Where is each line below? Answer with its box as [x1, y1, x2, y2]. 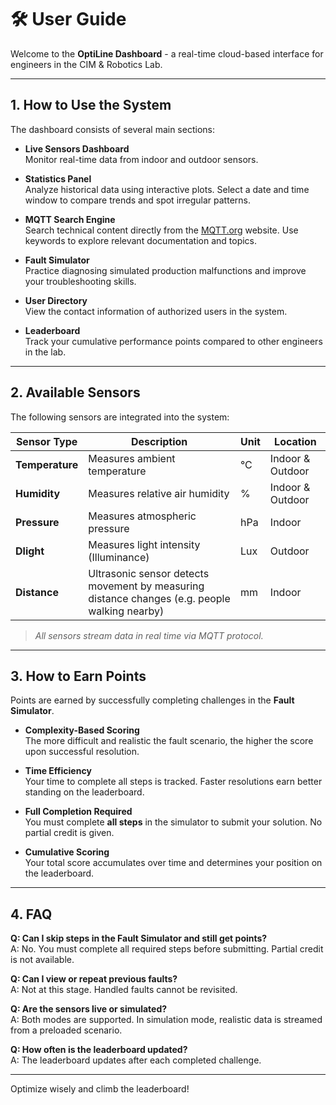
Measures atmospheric [88, 509, 197, 523]
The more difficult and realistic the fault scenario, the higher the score [24, 735, 314, 747]
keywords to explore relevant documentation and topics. [24, 234, 258, 246]
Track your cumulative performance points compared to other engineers [24, 335, 323, 347]
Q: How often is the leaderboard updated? [10, 1044, 188, 1056]
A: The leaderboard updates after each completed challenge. [10, 1054, 262, 1066]
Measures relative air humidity [88, 486, 230, 500]
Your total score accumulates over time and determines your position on [24, 857, 323, 869]
